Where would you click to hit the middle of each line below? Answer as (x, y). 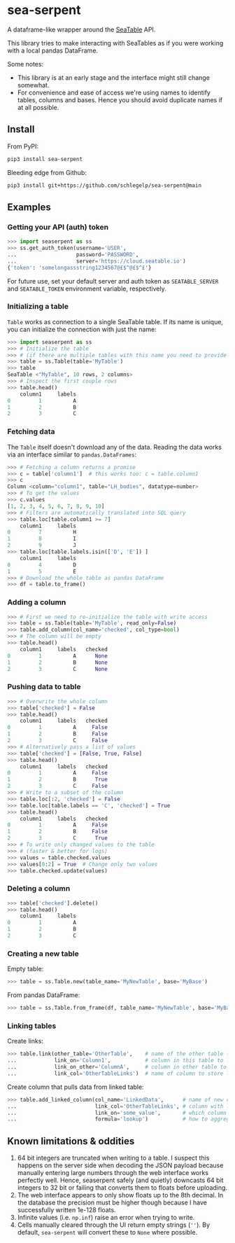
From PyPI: (23, 146)
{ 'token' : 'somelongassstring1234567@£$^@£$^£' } (79, 268)
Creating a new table (43, 953)
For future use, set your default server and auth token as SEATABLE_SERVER (113, 281)
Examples (29, 207)
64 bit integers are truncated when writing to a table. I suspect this (113, 1158)
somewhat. (33, 85)
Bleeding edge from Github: (47, 172)
